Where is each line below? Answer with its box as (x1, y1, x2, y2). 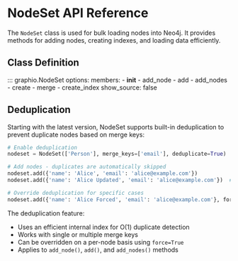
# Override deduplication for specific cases (7, 189, 144, 196)
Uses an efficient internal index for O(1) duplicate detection (17, 223, 190, 231)
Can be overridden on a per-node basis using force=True (17, 238, 184, 246)
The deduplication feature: (7, 208, 85, 218)
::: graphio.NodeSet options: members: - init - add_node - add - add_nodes (7, 75, 228, 84)
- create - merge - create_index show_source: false (7, 83, 157, 92)
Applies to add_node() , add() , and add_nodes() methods (17, 245, 178, 254)
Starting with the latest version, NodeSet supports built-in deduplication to (7, 122, 225, 131)
